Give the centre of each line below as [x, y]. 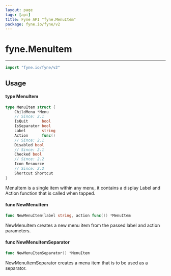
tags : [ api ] [18, 15]
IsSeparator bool [33, 126]
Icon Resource [29, 164]
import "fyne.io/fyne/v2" [33, 68]
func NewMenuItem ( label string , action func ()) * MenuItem [68, 216]
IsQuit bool [33, 121]
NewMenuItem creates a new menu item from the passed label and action [83, 225]
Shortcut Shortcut [34, 173]
